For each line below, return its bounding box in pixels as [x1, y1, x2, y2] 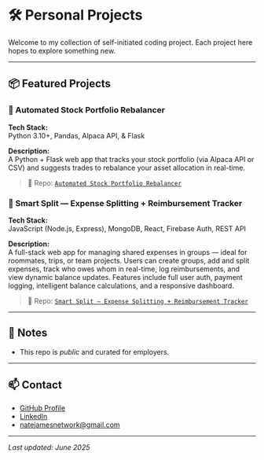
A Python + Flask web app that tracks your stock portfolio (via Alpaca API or [8, 154, 255, 164]
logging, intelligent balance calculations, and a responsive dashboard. [8, 281, 234, 290]
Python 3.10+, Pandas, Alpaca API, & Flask [8, 131, 145, 140]
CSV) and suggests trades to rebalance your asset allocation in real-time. [8, 163, 246, 172]
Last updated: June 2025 [8, 442, 90, 452]
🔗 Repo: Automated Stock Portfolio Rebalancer [27, 178, 182, 187]
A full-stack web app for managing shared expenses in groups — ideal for [8, 247, 247, 256]
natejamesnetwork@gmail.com [19, 420, 120, 429]
